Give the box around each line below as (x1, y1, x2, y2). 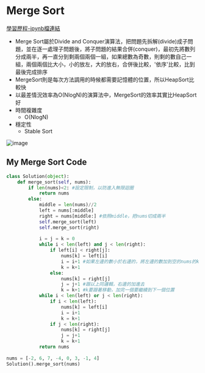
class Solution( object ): (6, 173, 70, 179)
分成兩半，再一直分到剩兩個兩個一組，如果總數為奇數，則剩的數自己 (15, 53, 187, 60)
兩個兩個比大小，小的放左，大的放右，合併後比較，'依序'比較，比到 (26, 61, 195, 68)
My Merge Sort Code (6, 157, 87, 168)
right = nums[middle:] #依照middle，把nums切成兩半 (38, 213, 166, 219)
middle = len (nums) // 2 (38, 202, 97, 208)
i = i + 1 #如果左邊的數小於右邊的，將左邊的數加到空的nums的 (60, 258, 196, 265)
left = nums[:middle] (38, 207, 95, 213)
